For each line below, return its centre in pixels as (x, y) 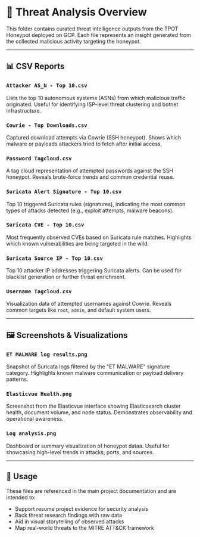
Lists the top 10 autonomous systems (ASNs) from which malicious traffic (96, 98)
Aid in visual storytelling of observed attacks (69, 522)
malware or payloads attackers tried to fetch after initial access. (84, 144)
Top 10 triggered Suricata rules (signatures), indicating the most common (96, 204)
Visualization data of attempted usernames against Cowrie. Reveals (89, 304)
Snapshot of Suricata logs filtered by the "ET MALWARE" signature (88, 367)
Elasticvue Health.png (39, 394)
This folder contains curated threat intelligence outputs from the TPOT (92, 29)
